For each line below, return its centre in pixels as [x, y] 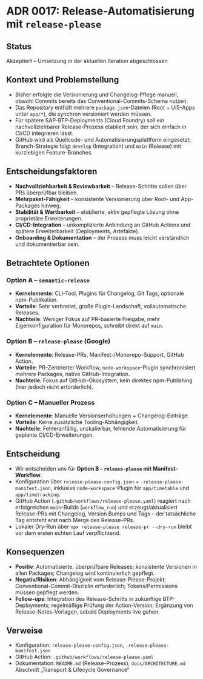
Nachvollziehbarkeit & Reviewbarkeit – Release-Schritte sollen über [101, 186]
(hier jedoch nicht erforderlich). [54, 386]
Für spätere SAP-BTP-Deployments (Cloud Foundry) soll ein [90, 120]
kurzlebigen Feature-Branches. [54, 152]
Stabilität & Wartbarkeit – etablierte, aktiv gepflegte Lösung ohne [97, 212]
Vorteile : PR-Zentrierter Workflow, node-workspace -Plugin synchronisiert [105, 367]
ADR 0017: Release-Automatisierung [101, 11]
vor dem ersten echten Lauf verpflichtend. [68, 533]
